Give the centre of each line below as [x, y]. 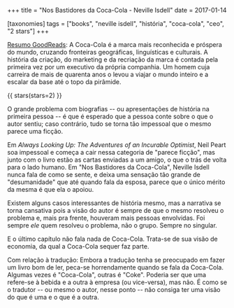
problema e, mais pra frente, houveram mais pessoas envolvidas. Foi [106, 218]
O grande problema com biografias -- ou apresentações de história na [108, 109]
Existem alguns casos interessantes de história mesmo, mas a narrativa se [114, 203]
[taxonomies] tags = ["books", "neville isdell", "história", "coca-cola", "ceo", [116, 23]
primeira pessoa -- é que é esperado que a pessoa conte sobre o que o [110, 116]
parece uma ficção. [35, 131]
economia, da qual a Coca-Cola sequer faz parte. [78, 246]
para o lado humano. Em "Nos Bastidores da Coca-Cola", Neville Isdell [108, 167]
